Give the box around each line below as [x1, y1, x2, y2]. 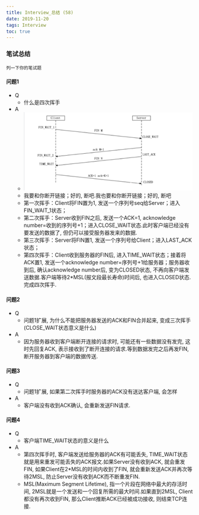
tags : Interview [6, 22, 46, 28]
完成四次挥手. [23, 281, 57, 288]
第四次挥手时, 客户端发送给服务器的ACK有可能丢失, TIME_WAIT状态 [23, 451, 188, 458]
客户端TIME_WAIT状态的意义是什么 [23, 437, 110, 444]
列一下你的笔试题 [6, 65, 42, 71]
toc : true [6, 29, 31, 34]
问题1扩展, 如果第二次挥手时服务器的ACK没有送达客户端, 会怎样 [23, 388, 178, 395]
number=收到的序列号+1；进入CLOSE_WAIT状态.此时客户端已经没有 [23, 222, 190, 229]
